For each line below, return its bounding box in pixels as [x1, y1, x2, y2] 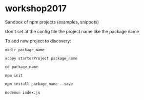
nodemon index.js [5, 90, 41, 95]
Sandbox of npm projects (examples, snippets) [5, 19, 99, 25]
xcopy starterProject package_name [5, 56, 78, 61]
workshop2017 [5, 3, 67, 14]
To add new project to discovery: [5, 38, 72, 44]
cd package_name [5, 64, 38, 69]
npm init [5, 73, 23, 78]
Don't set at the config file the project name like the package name [5, 28, 139, 34]
